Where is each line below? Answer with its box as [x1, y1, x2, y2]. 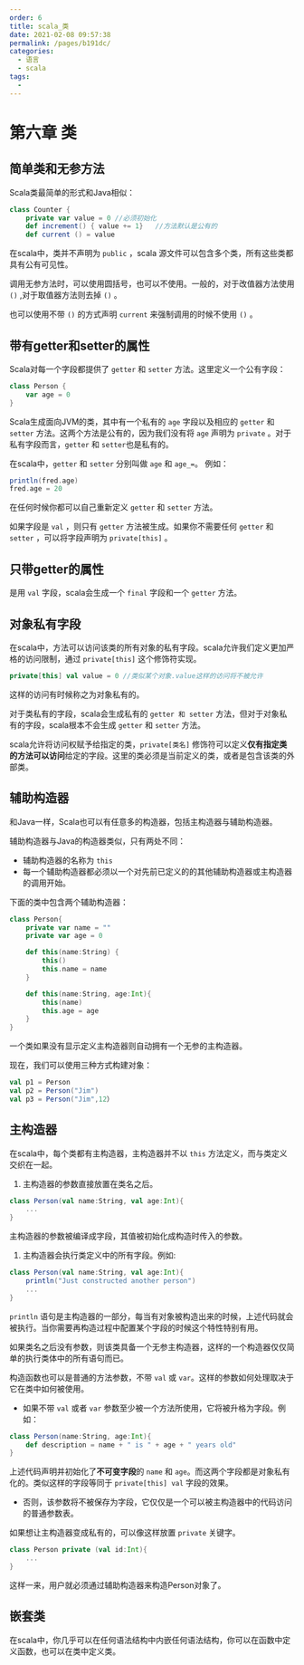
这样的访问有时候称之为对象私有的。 [9, 689, 145, 700]
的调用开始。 [22, 877, 71, 888]
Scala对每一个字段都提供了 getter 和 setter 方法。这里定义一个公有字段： [9, 363, 286, 374]
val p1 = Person [9, 1078, 71, 1087]
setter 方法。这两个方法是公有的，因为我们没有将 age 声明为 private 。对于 [9, 427, 292, 438]
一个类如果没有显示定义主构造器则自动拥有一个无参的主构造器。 [9, 1040, 247, 1051]
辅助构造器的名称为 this [22, 855, 113, 866]
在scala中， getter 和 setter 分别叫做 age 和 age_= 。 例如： [9, 458, 229, 469]
